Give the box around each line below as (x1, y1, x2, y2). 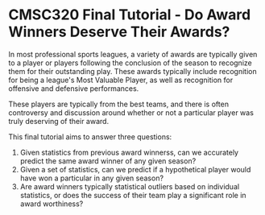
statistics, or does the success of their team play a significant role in (19, 190, 247, 200)
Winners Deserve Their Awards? (8, 23, 230, 41)
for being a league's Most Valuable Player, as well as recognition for (8, 75, 234, 85)
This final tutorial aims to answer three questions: (8, 131, 172, 142)
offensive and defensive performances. (8, 83, 139, 93)
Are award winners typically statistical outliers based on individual (19, 181, 240, 191)
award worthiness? (19, 199, 84, 209)
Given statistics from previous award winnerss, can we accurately (19, 147, 239, 157)
